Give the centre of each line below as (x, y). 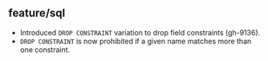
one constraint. (45, 49)
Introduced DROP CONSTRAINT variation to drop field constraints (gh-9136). (140, 32)
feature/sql (37, 13)
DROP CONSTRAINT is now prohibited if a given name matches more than (136, 41)
